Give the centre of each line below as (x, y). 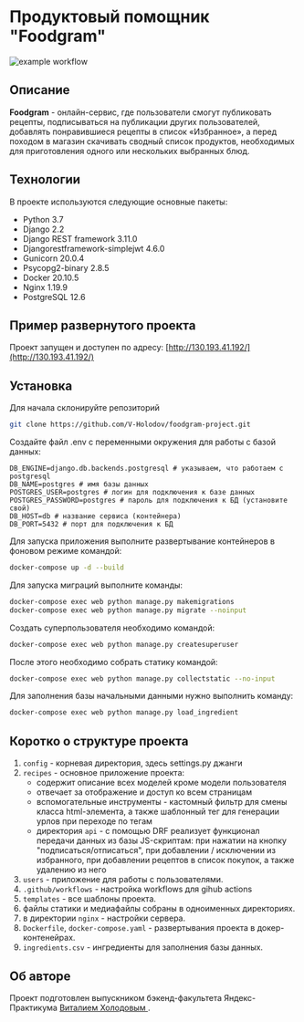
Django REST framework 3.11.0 (80, 238)
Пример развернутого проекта (103, 325)
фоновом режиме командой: (66, 551)
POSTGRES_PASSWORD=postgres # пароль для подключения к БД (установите (148, 501)
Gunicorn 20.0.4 (53, 258)
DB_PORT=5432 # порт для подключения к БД (91, 525)
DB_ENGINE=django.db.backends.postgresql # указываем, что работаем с (147, 469)
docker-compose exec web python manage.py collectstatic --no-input (142, 678)
